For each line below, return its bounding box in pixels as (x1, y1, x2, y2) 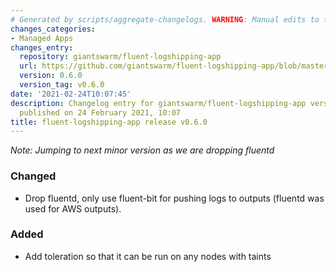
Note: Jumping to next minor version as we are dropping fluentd (10, 144, 275, 156)
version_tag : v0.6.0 (19, 80, 105, 90)
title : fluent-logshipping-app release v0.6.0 (10, 117, 208, 127)
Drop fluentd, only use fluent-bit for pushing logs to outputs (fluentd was (24, 192, 325, 204)
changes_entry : (10, 42, 74, 53)
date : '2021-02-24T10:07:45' (10, 89, 132, 99)
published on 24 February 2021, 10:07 (19, 107, 182, 118)
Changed (10, 169, 57, 183)
